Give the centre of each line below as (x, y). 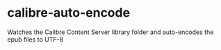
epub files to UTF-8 (35, 39)
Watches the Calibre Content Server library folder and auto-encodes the (110, 32)
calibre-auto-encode (69, 13)
